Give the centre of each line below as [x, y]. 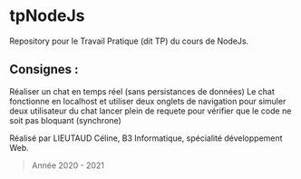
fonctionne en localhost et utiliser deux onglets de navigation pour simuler [148, 101]
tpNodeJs [47, 16]
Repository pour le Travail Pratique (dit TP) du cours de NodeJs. [129, 41]
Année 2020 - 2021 [68, 165]
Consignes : [44, 70]
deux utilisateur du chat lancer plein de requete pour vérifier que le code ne [150, 111]
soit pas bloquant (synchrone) [66, 120]
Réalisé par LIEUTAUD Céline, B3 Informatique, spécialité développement [146, 138]
